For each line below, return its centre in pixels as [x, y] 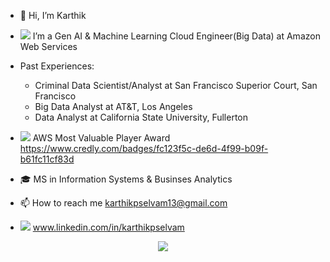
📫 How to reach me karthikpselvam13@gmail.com [123, 203]
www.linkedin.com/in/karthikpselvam [108, 227]
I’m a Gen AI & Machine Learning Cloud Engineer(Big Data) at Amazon [176, 36]
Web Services [48, 46]
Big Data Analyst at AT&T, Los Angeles [113, 106]
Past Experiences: [57, 66]
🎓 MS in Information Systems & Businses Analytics [126, 179]
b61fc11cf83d [47, 159]
